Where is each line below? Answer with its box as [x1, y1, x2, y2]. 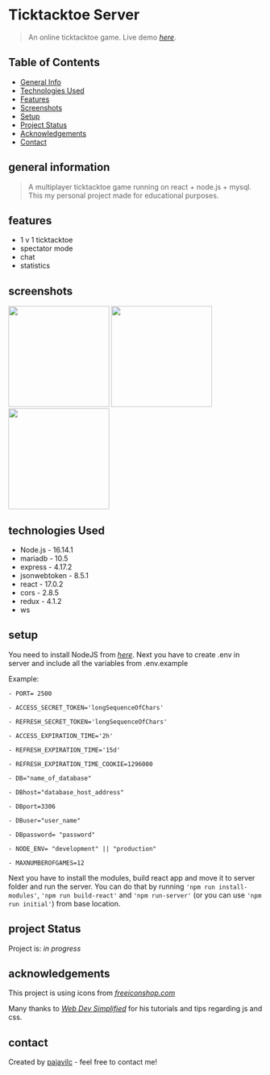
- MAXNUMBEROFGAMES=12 [8, 859, 85, 867]
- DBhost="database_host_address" [8, 788, 125, 796]
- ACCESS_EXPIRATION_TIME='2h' [8, 731, 114, 740]
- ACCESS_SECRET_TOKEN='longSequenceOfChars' [8, 703, 164, 711]
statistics [19, 260, 51, 271]
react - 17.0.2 [19, 579, 64, 589]
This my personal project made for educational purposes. [27, 190, 219, 200]
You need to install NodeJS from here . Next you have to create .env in [8, 649, 240, 659]
